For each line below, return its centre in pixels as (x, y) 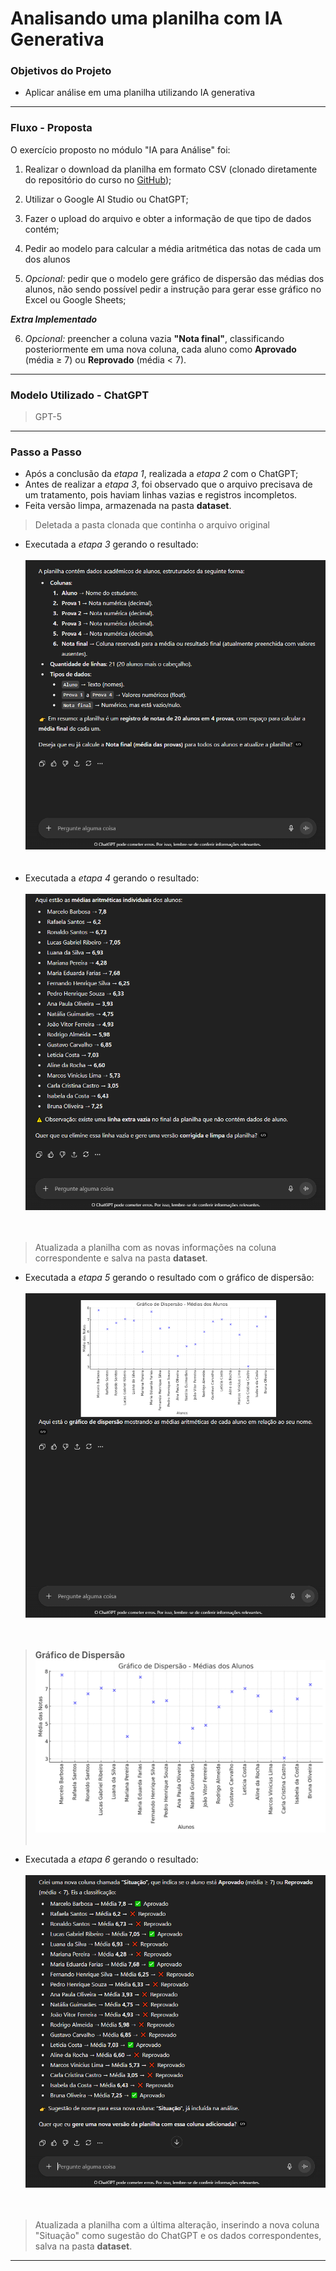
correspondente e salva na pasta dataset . (121, 1258)
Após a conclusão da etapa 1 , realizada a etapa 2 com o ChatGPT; (161, 474)
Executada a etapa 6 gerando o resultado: (111, 1859)
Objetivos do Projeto (61, 71)
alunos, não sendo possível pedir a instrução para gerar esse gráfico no (173, 289)
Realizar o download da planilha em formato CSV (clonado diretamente (171, 169)
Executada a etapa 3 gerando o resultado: (111, 544)
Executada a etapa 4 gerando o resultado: (112, 878)
